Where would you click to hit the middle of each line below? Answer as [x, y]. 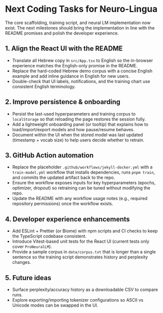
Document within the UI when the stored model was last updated [78, 135]
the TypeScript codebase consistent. [49, 236]
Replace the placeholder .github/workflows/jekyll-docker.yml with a [82, 167]
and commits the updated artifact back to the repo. [63, 177]
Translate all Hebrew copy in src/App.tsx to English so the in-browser [82, 60]
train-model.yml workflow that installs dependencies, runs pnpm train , [83, 172]
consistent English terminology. [44, 86]
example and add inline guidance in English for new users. [71, 76]
